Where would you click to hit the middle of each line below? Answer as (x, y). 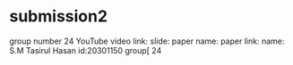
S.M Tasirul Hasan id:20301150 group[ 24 (86, 50)
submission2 (59, 16)
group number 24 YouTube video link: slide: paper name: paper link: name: (147, 41)
